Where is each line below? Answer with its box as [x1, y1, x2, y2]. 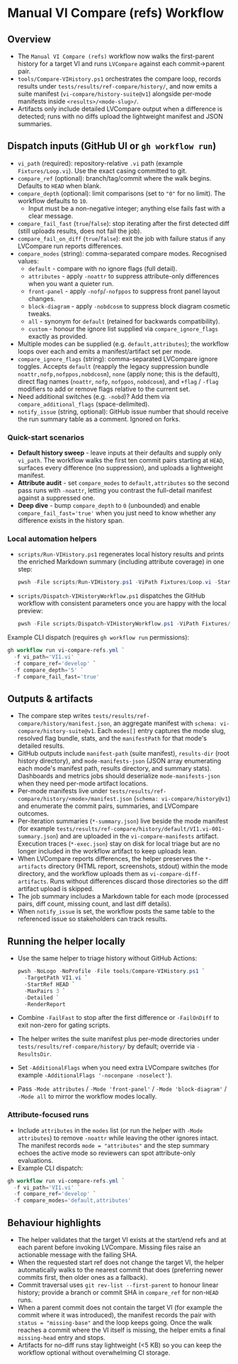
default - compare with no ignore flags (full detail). [28, 264, 178, 273]
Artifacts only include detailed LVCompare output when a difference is [17, 105, 223, 113]
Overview [7, 33, 52, 45]
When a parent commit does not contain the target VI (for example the [17, 1303, 223, 1312]
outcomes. [17, 809, 50, 818]
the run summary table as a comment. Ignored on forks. [17, 414, 181, 423]
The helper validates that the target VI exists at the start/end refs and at [17, 1236, 227, 1244]
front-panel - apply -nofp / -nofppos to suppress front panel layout [28, 287, 221, 295]
